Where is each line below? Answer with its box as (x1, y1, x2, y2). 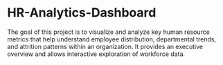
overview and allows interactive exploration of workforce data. (7, 50, 186, 58)
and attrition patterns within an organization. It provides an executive (7, 42, 203, 50)
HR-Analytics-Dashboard (7, 5, 157, 21)
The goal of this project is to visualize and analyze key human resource (7, 28, 210, 36)
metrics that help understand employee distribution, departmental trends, (7, 35, 217, 43)
